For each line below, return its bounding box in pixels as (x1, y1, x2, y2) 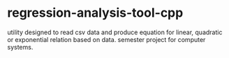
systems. (7, 43, 34, 51)
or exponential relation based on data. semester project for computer (7, 35, 206, 43)
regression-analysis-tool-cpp (7, 5, 184, 21)
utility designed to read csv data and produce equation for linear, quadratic (7, 28, 223, 36)
